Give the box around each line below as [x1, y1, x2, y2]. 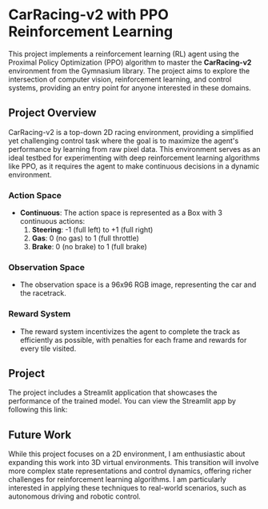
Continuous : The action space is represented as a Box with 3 [19, 208, 222, 217]
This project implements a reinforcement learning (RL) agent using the [8, 49, 240, 58]
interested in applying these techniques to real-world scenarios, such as [8, 483, 246, 493]
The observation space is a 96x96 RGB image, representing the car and [19, 280, 257, 289]
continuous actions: [19, 217, 86, 226]
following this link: [8, 405, 68, 415]
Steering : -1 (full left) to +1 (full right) [31, 225, 154, 235]
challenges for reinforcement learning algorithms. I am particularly [8, 475, 226, 484]
